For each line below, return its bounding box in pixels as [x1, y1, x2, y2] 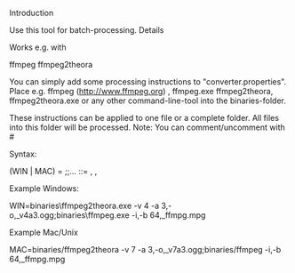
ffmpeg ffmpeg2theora [9, 60, 93, 69]
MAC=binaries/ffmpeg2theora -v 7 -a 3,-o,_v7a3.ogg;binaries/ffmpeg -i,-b [9, 245, 282, 254]
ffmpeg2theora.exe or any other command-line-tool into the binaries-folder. [9, 95, 287, 106]
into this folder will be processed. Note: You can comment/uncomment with [9, 122, 286, 132]
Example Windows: [9, 183, 80, 194]
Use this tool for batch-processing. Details [9, 25, 164, 35]
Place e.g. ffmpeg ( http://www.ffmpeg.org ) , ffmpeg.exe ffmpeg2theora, [9, 86, 274, 96]
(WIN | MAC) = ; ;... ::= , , [9, 166, 98, 176]
